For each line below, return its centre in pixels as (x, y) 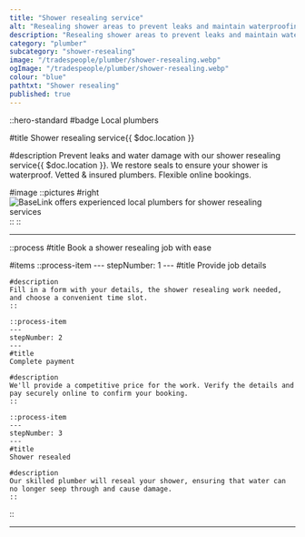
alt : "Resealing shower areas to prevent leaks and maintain (128, 26)
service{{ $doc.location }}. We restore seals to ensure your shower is (139, 165)
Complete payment (42, 361)
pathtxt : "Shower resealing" (64, 86)
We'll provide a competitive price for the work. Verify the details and (152, 385)
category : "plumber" (49, 43)
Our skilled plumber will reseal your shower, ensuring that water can (148, 481)
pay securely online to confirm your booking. (99, 393)
